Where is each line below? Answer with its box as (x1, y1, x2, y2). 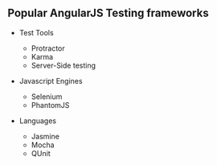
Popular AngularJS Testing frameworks (7, 6, 210, 20)
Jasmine (31, 131, 59, 141)
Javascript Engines (18, 76, 83, 85)
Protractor (31, 43, 65, 53)
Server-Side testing (31, 60, 96, 70)
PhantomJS (31, 100, 70, 109)
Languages (18, 116, 57, 126)
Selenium (31, 92, 63, 101)
